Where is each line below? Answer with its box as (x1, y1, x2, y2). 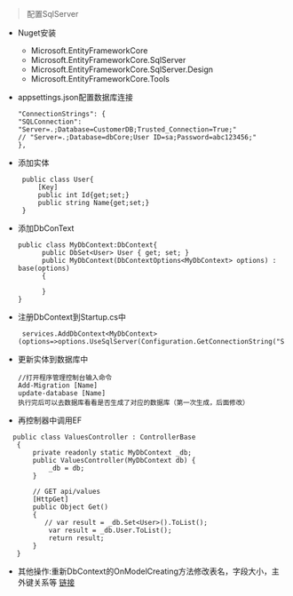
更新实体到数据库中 (17, 354, 89, 364)
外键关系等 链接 (17, 577, 75, 587)
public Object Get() (32, 503, 109, 512)
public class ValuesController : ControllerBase (12, 433, 196, 441)
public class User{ (21, 175, 94, 184)
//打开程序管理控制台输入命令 (17, 373, 113, 382)
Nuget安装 (17, 28, 56, 38)
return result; (48, 534, 105, 543)
